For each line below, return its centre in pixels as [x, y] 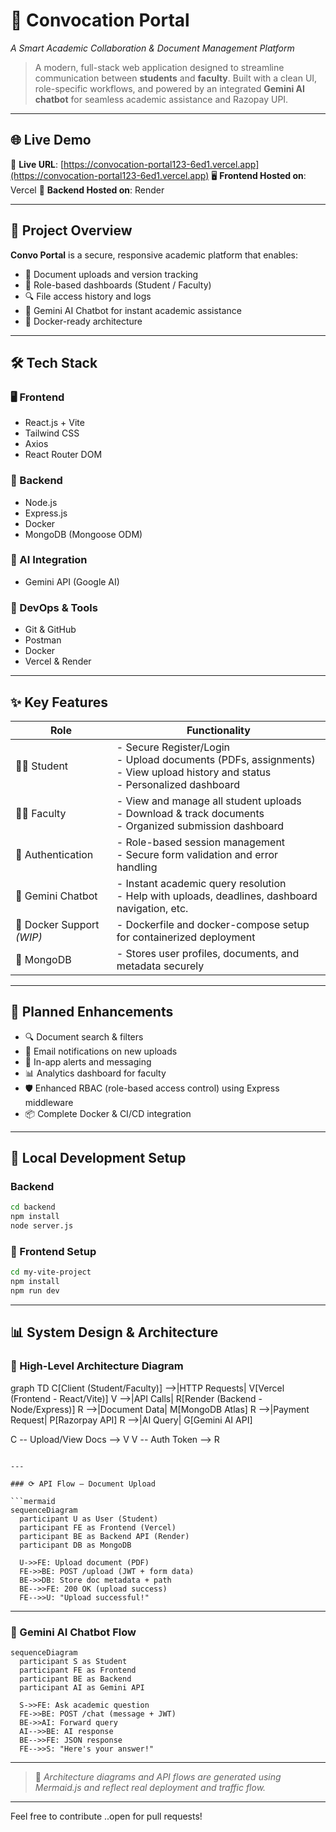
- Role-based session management [201, 842]
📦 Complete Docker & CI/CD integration [108, 1113]
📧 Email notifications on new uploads [101, 1051]
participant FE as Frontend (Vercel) [98, 1527]
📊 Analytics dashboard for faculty [95, 1073]
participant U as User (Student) [89, 1519]
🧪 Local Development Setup [98, 1158]
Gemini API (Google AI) [72, 581]
